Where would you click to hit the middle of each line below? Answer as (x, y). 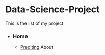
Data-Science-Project (53, 9)
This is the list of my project (34, 23)
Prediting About (37, 47)
